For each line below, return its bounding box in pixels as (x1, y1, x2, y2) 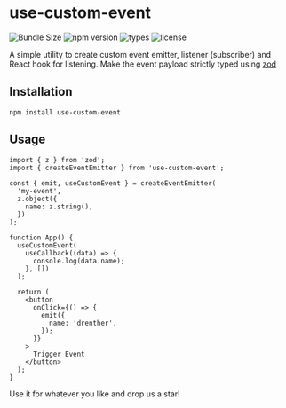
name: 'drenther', (48, 318, 117, 327)
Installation (9, 84, 73, 99)
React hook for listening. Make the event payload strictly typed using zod (9, 59, 277, 69)
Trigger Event (32, 349, 86, 358)
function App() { (9, 233, 74, 242)
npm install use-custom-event (9, 107, 122, 117)
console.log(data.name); (32, 256, 125, 265)
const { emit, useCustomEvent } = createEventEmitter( (9, 178, 217, 188)
